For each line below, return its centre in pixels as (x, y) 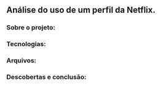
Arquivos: (22, 61)
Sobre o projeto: (31, 28)
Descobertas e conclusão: (46, 77)
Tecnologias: (26, 44)
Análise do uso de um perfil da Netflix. (81, 10)
